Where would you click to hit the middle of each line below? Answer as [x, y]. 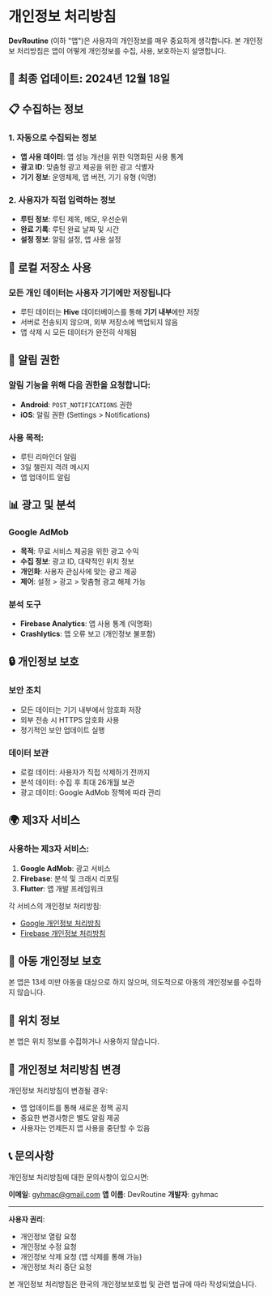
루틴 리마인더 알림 [48, 457]
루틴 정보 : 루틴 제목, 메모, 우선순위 [74, 219]
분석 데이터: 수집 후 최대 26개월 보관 [77, 782]
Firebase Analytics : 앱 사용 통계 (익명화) [86, 623]
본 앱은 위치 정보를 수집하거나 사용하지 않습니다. [84, 1041]
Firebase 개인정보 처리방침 [63, 933]
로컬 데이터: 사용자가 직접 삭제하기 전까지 [85, 772]
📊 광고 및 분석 [42, 505]
